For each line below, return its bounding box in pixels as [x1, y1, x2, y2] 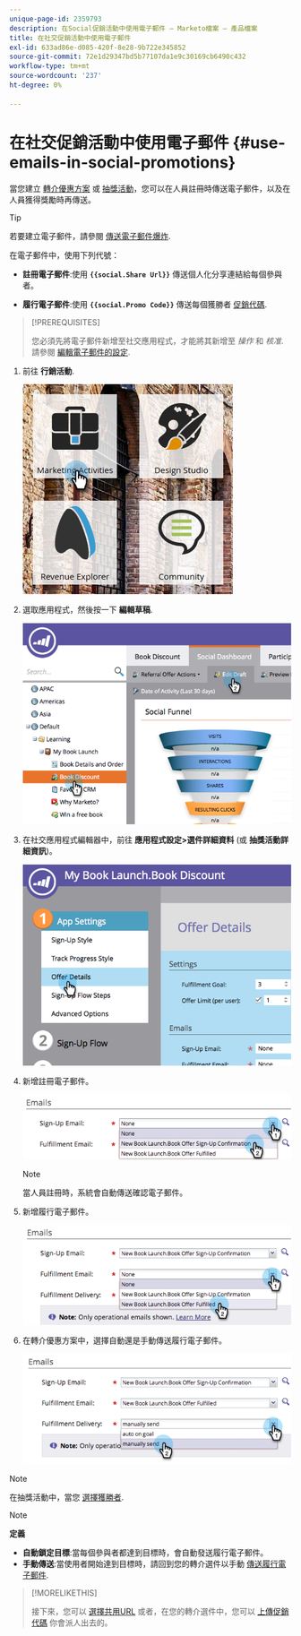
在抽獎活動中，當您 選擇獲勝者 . [9, 1492, 124, 1503]
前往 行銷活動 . [21, 366, 74, 376]
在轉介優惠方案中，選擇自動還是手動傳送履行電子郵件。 [21, 1335, 227, 1346]
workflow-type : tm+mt [9, 62, 90, 71]
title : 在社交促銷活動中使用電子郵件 [9, 33, 132, 42]
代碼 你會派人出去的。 [30, 1617, 113, 1628]
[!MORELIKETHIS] [30, 1587, 98, 1598]
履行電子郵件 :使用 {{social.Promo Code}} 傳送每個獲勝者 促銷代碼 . [21, 298, 268, 309]
